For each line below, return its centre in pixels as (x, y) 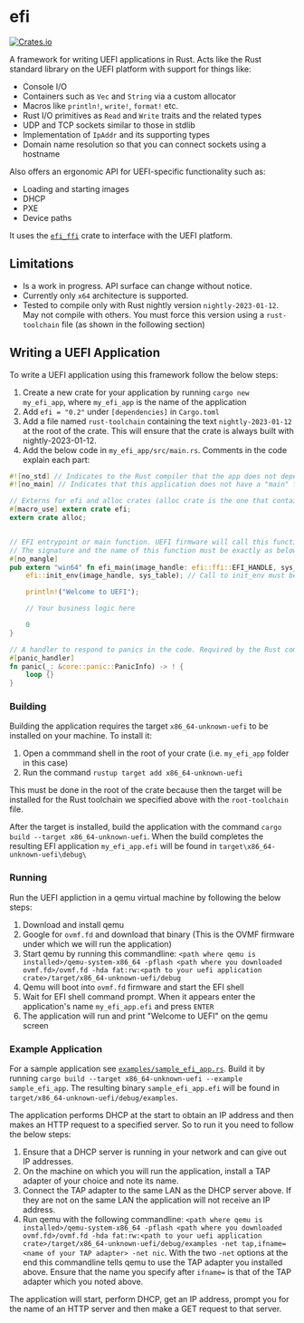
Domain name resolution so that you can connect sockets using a (144, 144)
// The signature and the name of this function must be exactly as (141, 550)
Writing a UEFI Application (85, 353)
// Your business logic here (81, 609)
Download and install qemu (73, 924)
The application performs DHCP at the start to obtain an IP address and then (152, 1115)
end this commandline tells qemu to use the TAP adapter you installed (152, 1262)
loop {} (40, 675)
